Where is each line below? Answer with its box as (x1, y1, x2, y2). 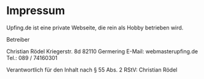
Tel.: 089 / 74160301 (6, 54, 58, 61)
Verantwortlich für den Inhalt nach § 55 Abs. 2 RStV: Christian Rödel (6, 66, 178, 73)
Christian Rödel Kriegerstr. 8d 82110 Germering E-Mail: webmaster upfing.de (6, 47, 198, 55)
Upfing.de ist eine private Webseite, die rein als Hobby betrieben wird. (6, 24, 184, 31)
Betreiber (6, 36, 30, 43)
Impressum (6, 4, 66, 18)
